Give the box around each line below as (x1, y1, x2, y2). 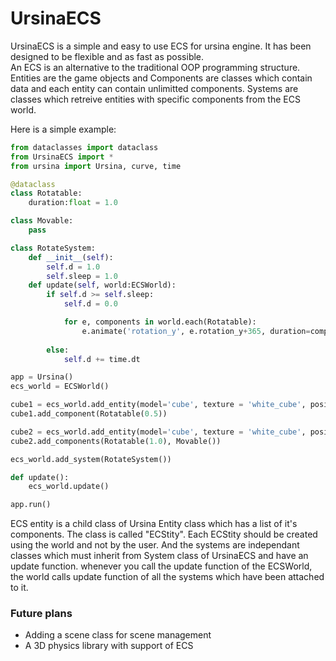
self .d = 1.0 (46, 262, 101, 272)
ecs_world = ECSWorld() (10, 382, 110, 392)
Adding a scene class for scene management (24, 629, 212, 641)
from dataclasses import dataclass (10, 142, 159, 152)
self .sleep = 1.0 (46, 271, 118, 281)
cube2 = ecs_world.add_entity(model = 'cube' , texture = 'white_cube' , (10, 427, 307, 437)
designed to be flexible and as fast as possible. (10, 50, 205, 62)
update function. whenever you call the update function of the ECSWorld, (10, 560, 313, 572)
